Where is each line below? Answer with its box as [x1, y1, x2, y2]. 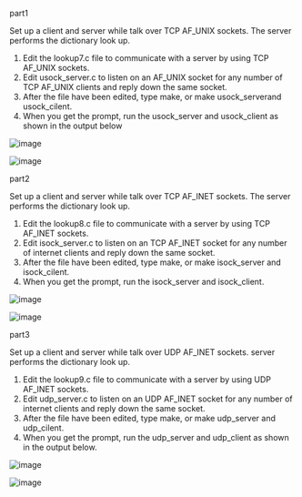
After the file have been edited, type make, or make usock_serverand [22, 91, 282, 102]
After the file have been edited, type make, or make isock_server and [22, 257, 282, 268]
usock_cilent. [22, 101, 73, 112]
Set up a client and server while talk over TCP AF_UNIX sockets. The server [9, 25, 292, 35]
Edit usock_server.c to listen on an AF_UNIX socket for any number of [22, 72, 284, 83]
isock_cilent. [22, 267, 70, 277]
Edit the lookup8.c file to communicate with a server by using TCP [22, 218, 271, 228]
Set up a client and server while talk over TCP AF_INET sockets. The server [9, 191, 291, 201]
